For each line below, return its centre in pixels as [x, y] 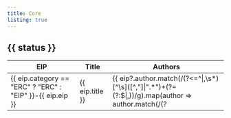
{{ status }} [32, 48]
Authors [166, 67]
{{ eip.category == [40, 78]
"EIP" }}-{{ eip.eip [40, 95]
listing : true [27, 20]
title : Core [24, 13]
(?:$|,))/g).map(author [148, 95]
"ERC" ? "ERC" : [36, 87]
